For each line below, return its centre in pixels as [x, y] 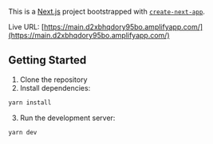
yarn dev [23, 132]
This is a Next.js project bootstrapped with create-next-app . [107, 12]
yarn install [30, 103]
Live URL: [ [26, 27]
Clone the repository [53, 80]
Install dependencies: [55, 88]
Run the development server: [67, 118]
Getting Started [47, 60]
